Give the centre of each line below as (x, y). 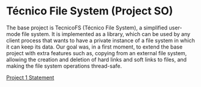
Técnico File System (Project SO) (90, 11)
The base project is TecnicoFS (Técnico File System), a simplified (87, 28)
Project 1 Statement (30, 77)
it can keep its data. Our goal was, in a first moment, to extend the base (94, 47)
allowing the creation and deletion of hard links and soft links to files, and (97, 59)
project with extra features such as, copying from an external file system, (97, 53)
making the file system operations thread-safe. (64, 66)
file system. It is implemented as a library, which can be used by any (106, 34)
